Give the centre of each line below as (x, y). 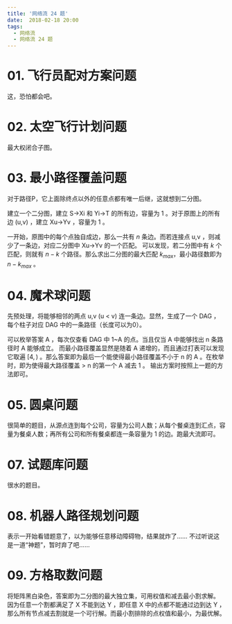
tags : (15, 26)
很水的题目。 (25, 485)
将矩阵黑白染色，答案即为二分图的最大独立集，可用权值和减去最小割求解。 (113, 596)
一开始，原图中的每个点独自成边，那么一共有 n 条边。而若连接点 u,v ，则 (111, 236)
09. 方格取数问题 (55, 575)
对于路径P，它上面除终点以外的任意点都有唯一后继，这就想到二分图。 (106, 198)
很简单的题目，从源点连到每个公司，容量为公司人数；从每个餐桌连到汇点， (113, 425)
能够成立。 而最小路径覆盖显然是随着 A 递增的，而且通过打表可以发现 (126, 348)
